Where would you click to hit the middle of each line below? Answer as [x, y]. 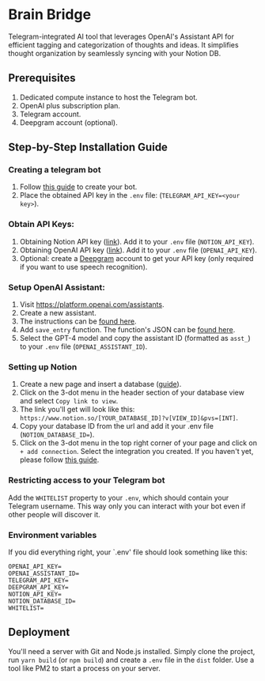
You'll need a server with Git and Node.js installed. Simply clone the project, [132, 651]
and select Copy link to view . [69, 401]
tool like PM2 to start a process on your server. [84, 668]
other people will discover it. [54, 514]
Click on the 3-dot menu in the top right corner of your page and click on [138, 443]
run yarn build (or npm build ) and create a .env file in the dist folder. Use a [131, 660]
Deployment [39, 632]
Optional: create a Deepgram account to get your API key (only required [136, 258]
